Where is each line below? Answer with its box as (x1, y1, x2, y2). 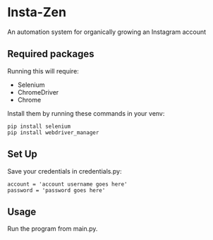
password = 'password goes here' (7, 186, 106, 194)
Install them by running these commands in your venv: (7, 109, 165, 117)
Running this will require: (7, 66, 79, 75)
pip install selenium (7, 123, 71, 130)
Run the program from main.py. (7, 224, 98, 233)
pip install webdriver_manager (7, 128, 99, 136)
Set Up (7, 148, 37, 160)
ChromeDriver (17, 88, 59, 96)
